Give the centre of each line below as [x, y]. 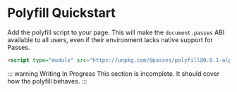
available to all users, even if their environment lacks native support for [110, 39]
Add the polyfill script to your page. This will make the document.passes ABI [116, 32]
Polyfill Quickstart [62, 13]
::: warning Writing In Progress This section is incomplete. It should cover [114, 73]
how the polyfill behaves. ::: [47, 81]
